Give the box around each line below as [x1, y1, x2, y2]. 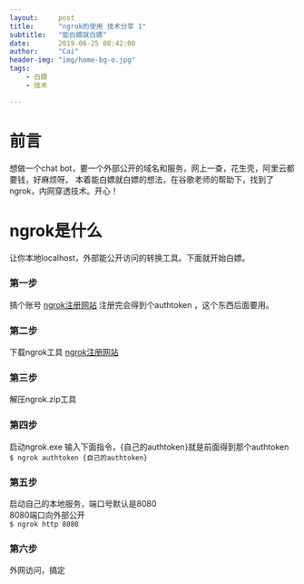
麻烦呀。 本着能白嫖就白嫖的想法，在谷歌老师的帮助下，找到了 [40, 173, 274, 184]
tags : [9, 64, 30, 74]
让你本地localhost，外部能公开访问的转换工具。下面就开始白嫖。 [9, 252, 250, 263]
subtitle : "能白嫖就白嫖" [9, 30, 107, 39]
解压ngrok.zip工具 [9, 394, 77, 405]
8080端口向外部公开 [9, 510, 85, 520]
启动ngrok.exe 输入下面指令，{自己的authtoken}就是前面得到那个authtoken [9, 441, 289, 452]
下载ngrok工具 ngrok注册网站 [9, 347, 119, 358]
